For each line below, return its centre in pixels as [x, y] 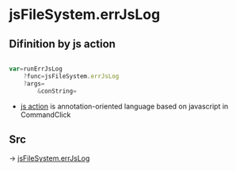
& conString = [57, 91]
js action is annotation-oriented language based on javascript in [124, 106]
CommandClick [46, 114]
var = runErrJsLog [36, 69]
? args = [34, 84]
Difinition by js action [62, 44]
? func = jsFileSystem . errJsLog [71, 76]
